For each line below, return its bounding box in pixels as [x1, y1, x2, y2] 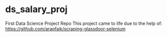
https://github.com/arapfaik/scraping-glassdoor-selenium [5, 25, 126, 31]
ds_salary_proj [5, 4, 68, 15]
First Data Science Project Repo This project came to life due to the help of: [5, 20, 162, 26]
